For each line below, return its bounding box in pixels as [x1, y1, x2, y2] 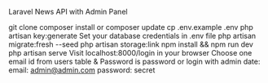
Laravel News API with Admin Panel [8, 7, 128, 16]
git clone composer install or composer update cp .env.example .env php [8, 23, 254, 31]
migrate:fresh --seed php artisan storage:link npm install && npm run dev [8, 39, 254, 49]
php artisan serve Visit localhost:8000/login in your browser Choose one [8, 48, 253, 57]
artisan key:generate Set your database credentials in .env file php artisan [8, 31, 257, 40]
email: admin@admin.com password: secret [8, 65, 156, 75]
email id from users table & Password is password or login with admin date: [8, 56, 261, 66]
